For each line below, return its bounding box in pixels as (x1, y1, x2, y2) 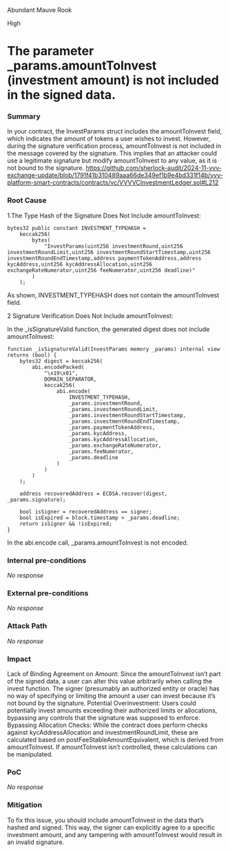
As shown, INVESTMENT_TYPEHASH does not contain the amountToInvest (7, 291, 220, 299)
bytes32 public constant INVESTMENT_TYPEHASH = (7, 224, 147, 231)
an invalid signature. (7, 838, 65, 846)
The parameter (7, 43, 94, 59)
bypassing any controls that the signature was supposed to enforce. (7, 713, 201, 722)
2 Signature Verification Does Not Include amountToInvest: (7, 311, 174, 319)
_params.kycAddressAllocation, (68, 436, 158, 443)
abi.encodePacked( (32, 364, 85, 370)
